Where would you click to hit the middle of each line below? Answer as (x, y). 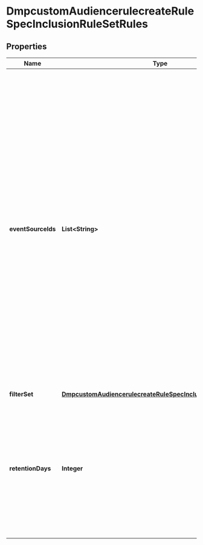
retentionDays (30, 468)
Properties (27, 46)
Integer (72, 468)
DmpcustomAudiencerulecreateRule (100, 11)
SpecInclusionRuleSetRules (77, 24)
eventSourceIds (33, 229)
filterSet (21, 394)
